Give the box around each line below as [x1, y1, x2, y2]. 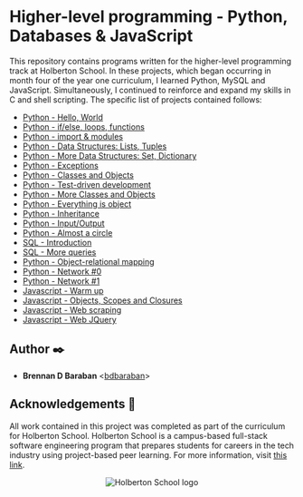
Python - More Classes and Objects [22, 189, 156, 200]
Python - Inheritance [22, 208, 99, 219]
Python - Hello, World [22, 112, 104, 122]
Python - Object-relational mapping [22, 256, 156, 267]
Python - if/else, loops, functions [22, 121, 145, 132]
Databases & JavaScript [9, 25, 194, 46]
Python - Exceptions [22, 160, 99, 171]
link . [9, 459, 25, 470]
